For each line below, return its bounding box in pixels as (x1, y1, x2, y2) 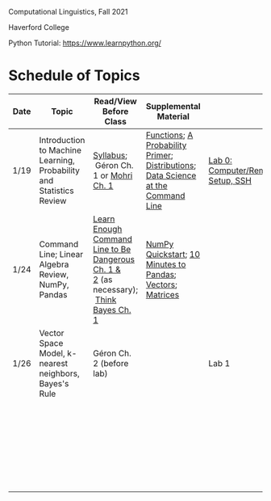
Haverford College (8, 23, 70, 32)
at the (145, 179, 168, 191)
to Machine (39, 145, 82, 156)
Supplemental (145, 100, 201, 112)
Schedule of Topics (8, 66, 140, 85)
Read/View (94, 95, 137, 107)
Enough (92, 223, 123, 234)
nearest (39, 357, 69, 368)
